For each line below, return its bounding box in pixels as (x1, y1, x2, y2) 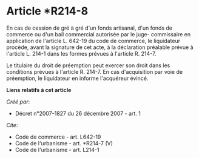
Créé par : (6, 98, 30, 105)
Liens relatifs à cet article (6, 86, 72, 93)
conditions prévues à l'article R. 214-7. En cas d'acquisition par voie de (6, 68, 183, 75)
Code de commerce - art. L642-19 (15, 133, 101, 140)
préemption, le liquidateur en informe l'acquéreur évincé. (6, 74, 149, 82)
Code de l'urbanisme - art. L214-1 (15, 146, 99, 153)
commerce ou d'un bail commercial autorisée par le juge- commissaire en (6, 30, 191, 38)
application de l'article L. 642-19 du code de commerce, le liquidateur (6, 37, 181, 44)
